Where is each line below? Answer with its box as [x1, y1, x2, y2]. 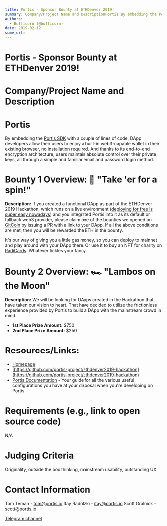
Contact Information [5, 484, 91, 495]
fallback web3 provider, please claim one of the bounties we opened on [5, 217, 152, 223]
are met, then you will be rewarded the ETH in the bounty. [5, 227, 123, 233]
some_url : [5, 30, 26, 35]
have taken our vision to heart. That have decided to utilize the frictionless [5, 302, 157, 308]
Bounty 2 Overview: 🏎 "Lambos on [5, 266, 156, 277]
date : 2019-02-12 [5, 26, 41, 31]
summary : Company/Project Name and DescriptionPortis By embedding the [5, 12, 157, 17]
